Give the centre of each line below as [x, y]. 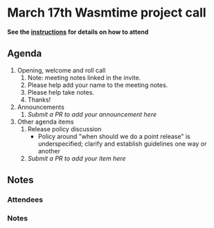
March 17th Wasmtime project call [107, 13]
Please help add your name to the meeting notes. [98, 85]
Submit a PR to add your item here [77, 158]
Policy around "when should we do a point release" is [114, 136]
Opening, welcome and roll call [61, 70]
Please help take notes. [61, 92]
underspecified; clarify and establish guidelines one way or [122, 144]
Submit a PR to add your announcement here [92, 114]
